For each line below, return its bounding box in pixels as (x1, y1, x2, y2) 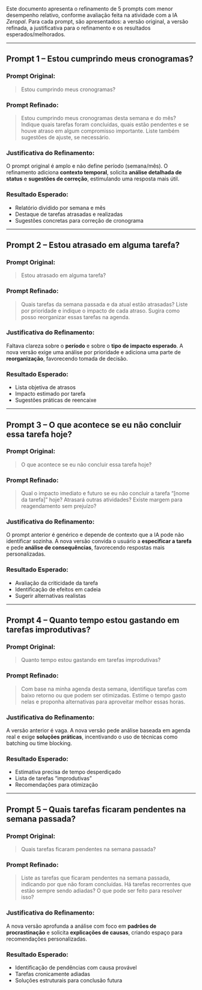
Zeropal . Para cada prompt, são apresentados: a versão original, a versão (6, 18, 188, 25)
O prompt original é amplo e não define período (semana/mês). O (6, 162, 168, 170)
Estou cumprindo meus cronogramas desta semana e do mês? (20, 114, 176, 121)
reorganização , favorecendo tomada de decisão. (6, 355, 128, 362)
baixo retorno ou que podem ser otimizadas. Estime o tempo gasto (20, 691, 186, 699)
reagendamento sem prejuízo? (20, 503, 97, 510)
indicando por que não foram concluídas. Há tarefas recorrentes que (20, 881, 191, 888)
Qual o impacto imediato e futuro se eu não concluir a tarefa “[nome (20, 490, 190, 497)
